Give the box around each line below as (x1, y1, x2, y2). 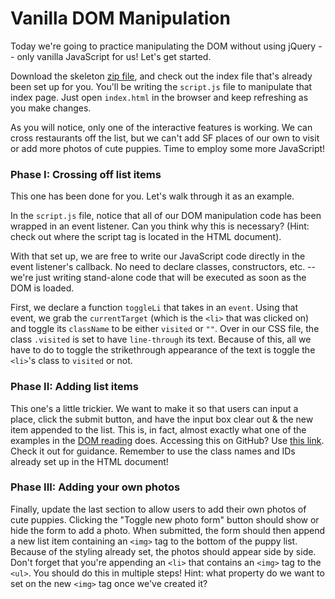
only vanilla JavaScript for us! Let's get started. (16, 50, 212, 62)
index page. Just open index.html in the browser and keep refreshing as (10, 91, 309, 103)
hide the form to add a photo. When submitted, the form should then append (10, 524, 326, 536)
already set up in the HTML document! (10, 455, 169, 467)
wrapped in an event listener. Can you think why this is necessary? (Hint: (10, 220, 310, 232)
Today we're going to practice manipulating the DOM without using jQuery (10, 40, 317, 52)
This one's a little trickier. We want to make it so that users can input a (10, 402, 299, 414)
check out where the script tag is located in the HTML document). (10, 231, 282, 243)
